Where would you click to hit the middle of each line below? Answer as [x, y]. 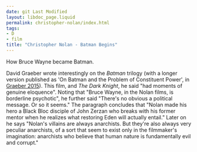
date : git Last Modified [37, 12]
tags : [13, 28]
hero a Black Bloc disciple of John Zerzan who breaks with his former [91, 111]
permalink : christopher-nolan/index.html [58, 23]
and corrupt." [22, 142]
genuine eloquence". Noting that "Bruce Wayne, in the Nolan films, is [90, 92]
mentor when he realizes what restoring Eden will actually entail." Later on [96, 117]
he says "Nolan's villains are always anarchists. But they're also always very [99, 123]
